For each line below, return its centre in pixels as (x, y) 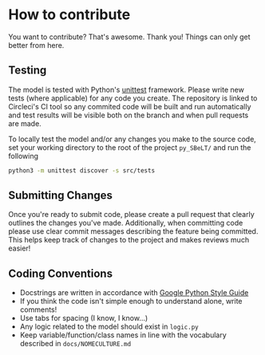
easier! (20, 248)
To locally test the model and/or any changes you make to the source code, (132, 139)
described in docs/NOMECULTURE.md (75, 344)
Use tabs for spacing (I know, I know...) (84, 318)
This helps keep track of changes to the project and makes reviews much (129, 240)
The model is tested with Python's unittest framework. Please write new (127, 89)
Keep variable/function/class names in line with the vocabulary (123, 335)
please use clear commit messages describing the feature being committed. (133, 231)
